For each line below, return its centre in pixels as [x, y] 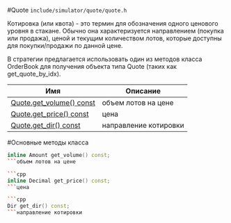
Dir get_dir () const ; [39, 206]
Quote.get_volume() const [53, 102]
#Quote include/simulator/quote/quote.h [67, 10]
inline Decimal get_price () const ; [59, 181]
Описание [143, 91]
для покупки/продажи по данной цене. [65, 46]
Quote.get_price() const [50, 114]
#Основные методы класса [48, 142]
